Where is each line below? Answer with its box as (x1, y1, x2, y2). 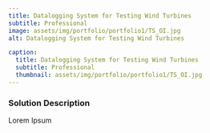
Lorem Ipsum (8, 115, 52, 125)
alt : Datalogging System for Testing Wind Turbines (8, 34, 184, 42)
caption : (8, 49, 38, 57)
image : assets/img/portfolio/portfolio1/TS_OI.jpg (8, 26, 181, 34)
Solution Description (8, 97, 91, 108)
